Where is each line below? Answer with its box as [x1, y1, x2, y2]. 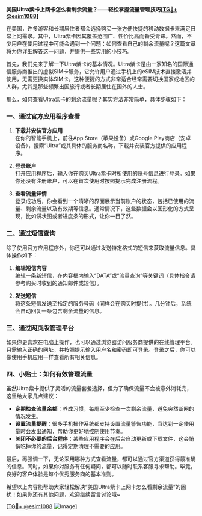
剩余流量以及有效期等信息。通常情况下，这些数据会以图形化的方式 [25, 205, 189, 212]
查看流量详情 [14, 190, 47, 197]
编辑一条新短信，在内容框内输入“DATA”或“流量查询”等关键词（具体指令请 [14, 272, 195, 279]
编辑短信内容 [14, 264, 47, 271]
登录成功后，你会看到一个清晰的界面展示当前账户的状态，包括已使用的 [14, 198, 189, 205]
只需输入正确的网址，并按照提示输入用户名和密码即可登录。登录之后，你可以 [6, 346, 196, 353]
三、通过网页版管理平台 [6, 324, 74, 332]
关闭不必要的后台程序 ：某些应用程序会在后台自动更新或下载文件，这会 [14, 435, 189, 443]
